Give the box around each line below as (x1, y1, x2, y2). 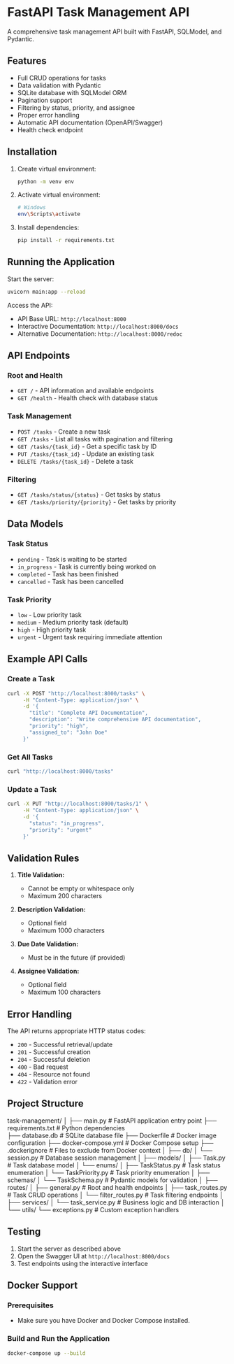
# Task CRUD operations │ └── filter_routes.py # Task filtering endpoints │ (7, 1191, 224, 1199)
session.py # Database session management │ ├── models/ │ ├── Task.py (7, 1153, 226, 1162)
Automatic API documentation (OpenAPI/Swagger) (17, 118, 163, 127)
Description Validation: (17, 905, 86, 914)
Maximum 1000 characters (27, 926, 105, 935)
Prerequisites (7, 1300, 54, 1310)
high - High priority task (17, 625, 87, 634)
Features (7, 55, 47, 67)
